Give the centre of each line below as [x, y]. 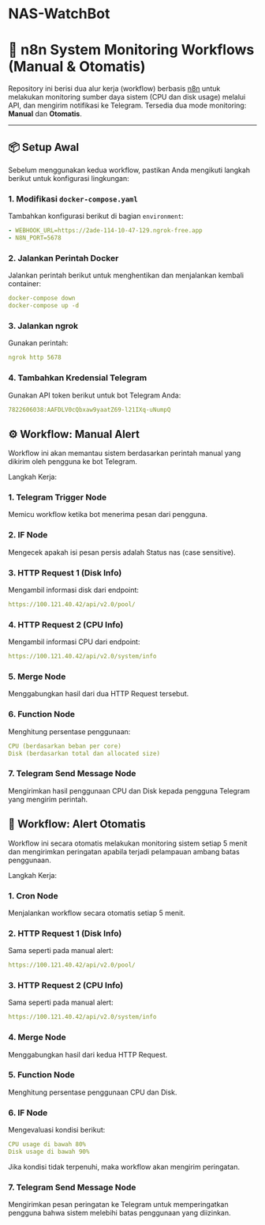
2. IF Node [28, 535]
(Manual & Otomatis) [77, 67]
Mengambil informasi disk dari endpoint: [74, 590]
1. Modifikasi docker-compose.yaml [73, 198]
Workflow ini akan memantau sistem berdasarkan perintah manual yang [125, 453]
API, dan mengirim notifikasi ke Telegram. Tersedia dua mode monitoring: [127, 106]
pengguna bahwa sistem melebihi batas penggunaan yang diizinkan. [119, 1213]
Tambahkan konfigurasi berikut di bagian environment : [96, 216]
